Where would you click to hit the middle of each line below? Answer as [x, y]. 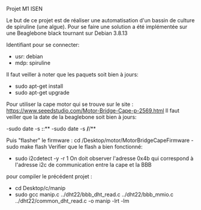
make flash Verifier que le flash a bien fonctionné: [81, 147]
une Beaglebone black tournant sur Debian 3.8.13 [67, 33]
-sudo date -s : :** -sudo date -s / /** [51, 128]
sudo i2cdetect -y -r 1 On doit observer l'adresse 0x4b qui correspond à [104, 158]
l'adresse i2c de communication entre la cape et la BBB [83, 165]
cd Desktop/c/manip [40, 188]
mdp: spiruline [33, 63]
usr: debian [29, 56]
